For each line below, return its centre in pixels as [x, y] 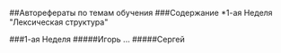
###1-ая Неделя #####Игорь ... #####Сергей [97, 39]
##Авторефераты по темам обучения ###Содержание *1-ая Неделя [141, 13]
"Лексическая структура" [59, 22]
